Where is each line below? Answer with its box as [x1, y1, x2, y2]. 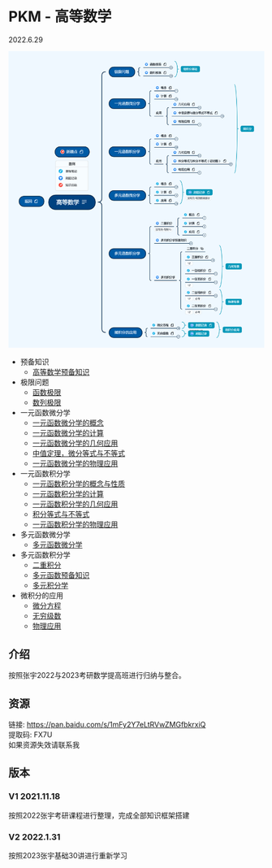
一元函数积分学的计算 [32, 489, 104, 499]
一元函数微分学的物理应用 [32, 458, 119, 468]
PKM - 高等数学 [8, 7, 112, 26]
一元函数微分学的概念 [32, 418, 104, 427]
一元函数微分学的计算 [32, 428, 104, 438]
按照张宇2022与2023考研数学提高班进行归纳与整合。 [8, 671, 187, 680]
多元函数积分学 [19, 550, 71, 560]
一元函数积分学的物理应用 [32, 519, 119, 529]
